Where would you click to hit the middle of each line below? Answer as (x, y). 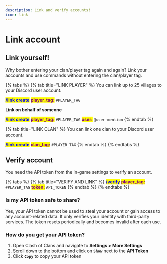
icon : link (17, 15)
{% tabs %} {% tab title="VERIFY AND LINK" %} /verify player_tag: (75, 182)
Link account (33, 39)
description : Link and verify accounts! (48, 10)
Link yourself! (27, 58)
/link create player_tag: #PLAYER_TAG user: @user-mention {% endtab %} (79, 119)
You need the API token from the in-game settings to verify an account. (79, 172)
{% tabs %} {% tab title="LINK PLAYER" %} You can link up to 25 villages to (83, 85)
